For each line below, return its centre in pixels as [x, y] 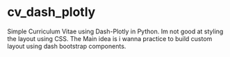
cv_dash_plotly [51, 12]
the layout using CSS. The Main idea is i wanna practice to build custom [110, 38]
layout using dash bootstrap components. [67, 46]
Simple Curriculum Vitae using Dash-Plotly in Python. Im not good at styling [115, 31]
